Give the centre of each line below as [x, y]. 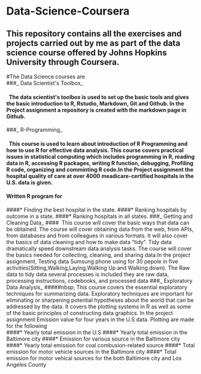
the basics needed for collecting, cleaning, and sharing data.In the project [98, 255]
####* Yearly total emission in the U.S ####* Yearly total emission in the [97, 332]
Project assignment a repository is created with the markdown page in [96, 110]
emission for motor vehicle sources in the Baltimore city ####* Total [91, 352]
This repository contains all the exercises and [94, 34]
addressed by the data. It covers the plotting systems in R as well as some [99, 307]
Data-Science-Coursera [68, 11]
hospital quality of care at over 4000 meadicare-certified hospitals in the [100, 176]
